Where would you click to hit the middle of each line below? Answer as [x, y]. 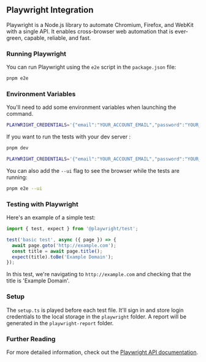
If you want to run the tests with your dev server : [68, 137]
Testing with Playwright [42, 204]
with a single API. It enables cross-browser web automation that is [90, 31]
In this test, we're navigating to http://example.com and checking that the [99, 274]
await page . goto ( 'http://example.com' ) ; [64, 245]
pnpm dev [17, 148]
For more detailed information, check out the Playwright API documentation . [102, 352]
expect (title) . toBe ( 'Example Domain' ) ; [63, 257]
